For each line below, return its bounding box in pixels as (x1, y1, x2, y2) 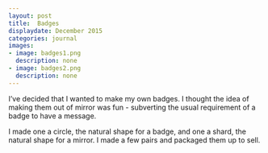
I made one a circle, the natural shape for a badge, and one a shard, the (8, 126, 246, 136)
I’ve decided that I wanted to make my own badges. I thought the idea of (8, 93, 249, 103)
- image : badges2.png (8, 64, 82, 72)
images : (8, 42, 35, 50)
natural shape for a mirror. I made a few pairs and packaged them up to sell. (8, 134, 261, 145)
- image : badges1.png (8, 49, 82, 57)
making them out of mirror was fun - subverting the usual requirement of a (8, 102, 256, 112)
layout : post (8, 11, 52, 20)
